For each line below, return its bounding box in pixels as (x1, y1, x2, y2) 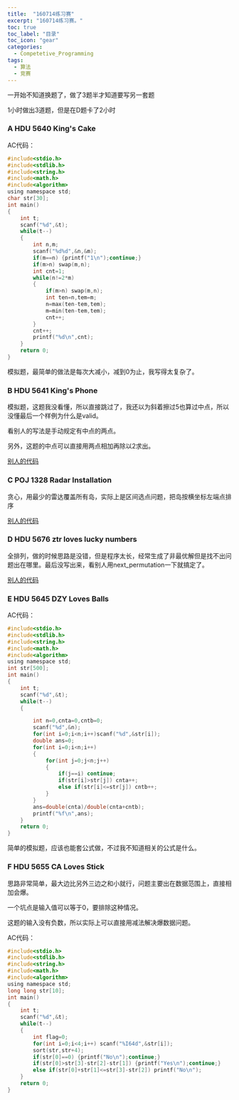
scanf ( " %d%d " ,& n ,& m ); (33, 248, 97, 255)
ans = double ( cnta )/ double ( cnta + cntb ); (33, 803, 144, 810)
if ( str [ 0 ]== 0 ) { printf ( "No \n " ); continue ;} (33, 1053, 161, 1061)
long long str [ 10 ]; (7, 987, 65, 994)
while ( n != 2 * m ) (33, 274, 75, 281)
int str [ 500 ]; (7, 665, 50, 672)
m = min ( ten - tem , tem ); (45, 307, 107, 314)
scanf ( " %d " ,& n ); (33, 724, 81, 731)
